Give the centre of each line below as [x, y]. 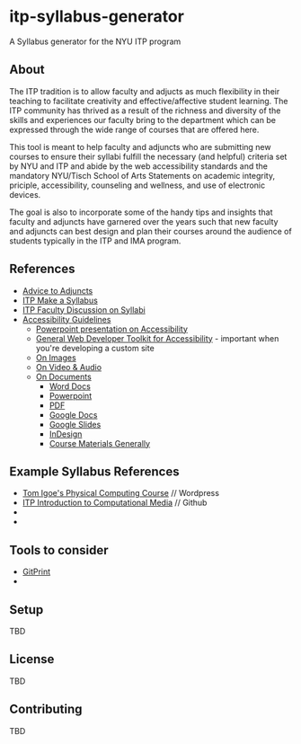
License [32, 659]
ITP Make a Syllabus [60, 300]
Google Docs [73, 414]
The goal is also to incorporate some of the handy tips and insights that [141, 212]
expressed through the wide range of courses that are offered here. [134, 129]
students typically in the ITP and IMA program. [95, 241]
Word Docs [70, 386]
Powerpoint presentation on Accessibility [112, 329]
